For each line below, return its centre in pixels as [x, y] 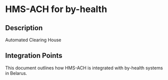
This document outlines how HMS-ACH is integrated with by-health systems [84, 68]
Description [24, 28]
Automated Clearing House [33, 40]
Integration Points [34, 56]
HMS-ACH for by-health [56, 9]
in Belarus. [16, 73]
